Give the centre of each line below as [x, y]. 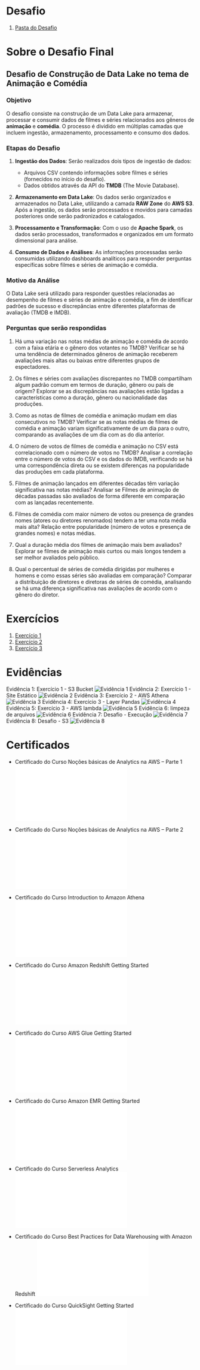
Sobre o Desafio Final [60, 52]
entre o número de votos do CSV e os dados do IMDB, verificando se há [104, 459]
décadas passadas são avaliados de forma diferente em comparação [100, 496]
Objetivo [19, 100]
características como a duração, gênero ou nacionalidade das [91, 398]
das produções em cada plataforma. [59, 471]
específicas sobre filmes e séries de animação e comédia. [86, 265]
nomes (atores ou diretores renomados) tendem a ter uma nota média [101, 520]
